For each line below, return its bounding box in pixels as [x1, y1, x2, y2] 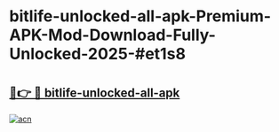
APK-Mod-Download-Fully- [9, 25, 216, 45]
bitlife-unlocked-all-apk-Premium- [9, 6, 272, 27]
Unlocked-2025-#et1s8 [9, 44, 187, 64]
